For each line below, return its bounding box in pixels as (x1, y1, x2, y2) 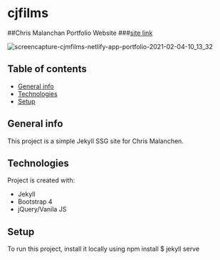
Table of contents (7, 63, 87, 76)
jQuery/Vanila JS (17, 205, 67, 214)
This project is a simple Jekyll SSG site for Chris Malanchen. (7, 137, 184, 145)
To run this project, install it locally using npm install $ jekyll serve (7, 244, 200, 254)
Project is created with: (7, 176, 75, 184)
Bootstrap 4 (17, 197, 53, 206)
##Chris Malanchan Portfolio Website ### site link (7, 28, 153, 37)
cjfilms (7, 5, 48, 21)
